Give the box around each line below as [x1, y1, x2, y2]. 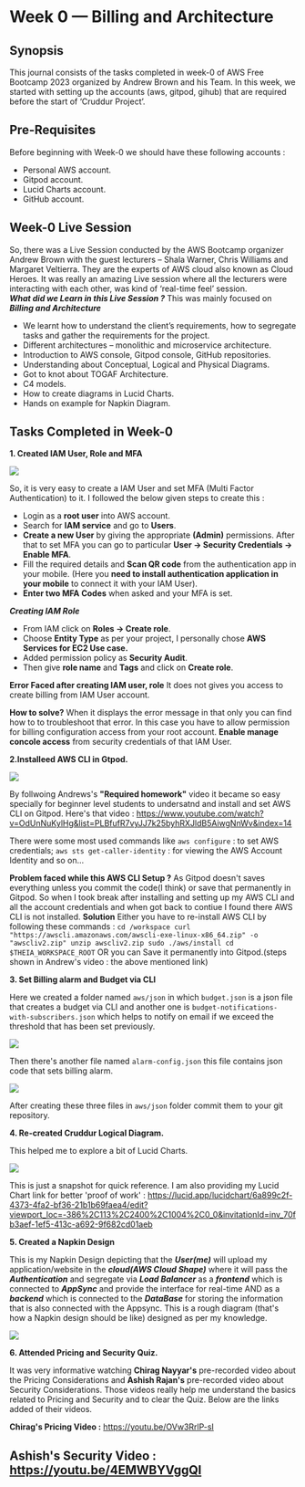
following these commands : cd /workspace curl [9, 921, 191, 932]
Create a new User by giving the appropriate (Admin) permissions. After [22, 529, 295, 540]
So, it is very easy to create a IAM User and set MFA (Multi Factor [9, 483, 255, 494]
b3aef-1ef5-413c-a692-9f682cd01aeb [9, 1219, 153, 1230]
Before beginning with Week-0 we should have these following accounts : [9, 146, 286, 157]
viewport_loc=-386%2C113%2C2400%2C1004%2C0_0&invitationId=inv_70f [9, 1209, 296, 1220]
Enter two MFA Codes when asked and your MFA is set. [22, 588, 233, 599]
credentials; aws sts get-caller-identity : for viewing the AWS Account [9, 845, 283, 856]
